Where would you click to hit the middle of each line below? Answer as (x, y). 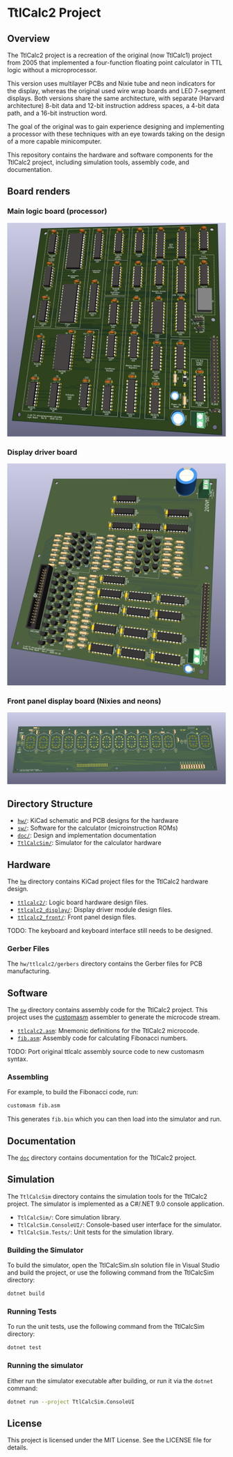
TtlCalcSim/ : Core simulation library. (69, 1217)
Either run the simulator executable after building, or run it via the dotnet (110, 1380)
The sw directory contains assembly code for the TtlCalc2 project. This (107, 1010)
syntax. (18, 1059)
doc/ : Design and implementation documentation (87, 835)
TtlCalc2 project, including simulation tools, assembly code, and (98, 162)
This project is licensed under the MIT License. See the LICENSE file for (110, 1440)
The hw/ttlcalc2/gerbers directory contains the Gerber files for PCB (105, 964)
